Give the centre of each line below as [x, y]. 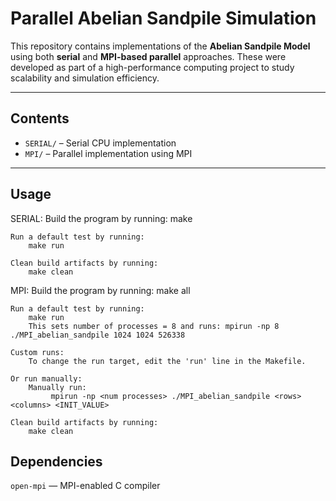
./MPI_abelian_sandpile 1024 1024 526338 [98, 335]
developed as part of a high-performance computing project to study [152, 67]
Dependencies [56, 461]
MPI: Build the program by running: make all [100, 290]
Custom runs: [37, 352]
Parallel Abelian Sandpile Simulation [163, 18]
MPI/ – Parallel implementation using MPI [108, 153]
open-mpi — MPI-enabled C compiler [85, 486]
